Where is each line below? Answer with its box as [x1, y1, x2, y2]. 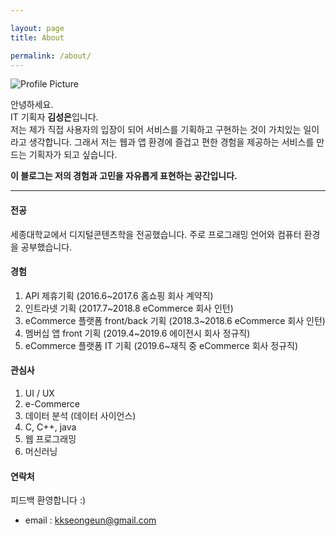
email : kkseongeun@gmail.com [24, 514, 157, 526]
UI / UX [24, 387, 55, 399]
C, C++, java [24, 421, 77, 433]
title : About [10, 32, 65, 43]
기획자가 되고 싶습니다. [28, 149, 118, 161]
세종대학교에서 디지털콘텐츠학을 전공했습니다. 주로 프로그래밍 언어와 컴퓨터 [10, 228, 302, 240]
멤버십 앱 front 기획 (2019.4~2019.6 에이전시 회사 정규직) [24, 327, 251, 339]
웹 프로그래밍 [24, 432, 77, 445]
